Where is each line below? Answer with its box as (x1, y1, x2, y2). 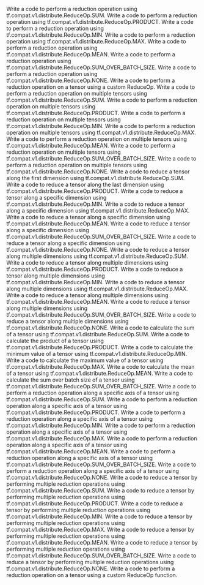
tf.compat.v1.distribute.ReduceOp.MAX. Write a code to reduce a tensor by (6, 526, 194, 533)
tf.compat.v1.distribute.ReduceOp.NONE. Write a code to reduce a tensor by (6, 474, 198, 481)
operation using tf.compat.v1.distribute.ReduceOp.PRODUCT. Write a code (6, 18, 194, 25)
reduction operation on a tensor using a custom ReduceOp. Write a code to (6, 83, 195, 91)
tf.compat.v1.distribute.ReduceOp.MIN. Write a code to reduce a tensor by (6, 513, 192, 520)
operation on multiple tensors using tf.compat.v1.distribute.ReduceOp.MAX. (6, 129, 197, 136)
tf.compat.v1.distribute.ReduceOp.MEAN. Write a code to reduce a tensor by (6, 539, 199, 546)
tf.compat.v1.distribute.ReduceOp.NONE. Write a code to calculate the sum (6, 324, 195, 331)
